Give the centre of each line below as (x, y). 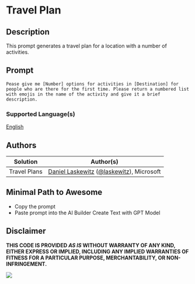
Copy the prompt (35, 206)
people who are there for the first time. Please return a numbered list (98, 89)
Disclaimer (26, 231)
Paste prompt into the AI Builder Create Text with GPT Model (87, 213)
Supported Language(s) (41, 114)
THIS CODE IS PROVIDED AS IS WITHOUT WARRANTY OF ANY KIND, (91, 245)
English (15, 127)
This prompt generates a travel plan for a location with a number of (87, 46)
